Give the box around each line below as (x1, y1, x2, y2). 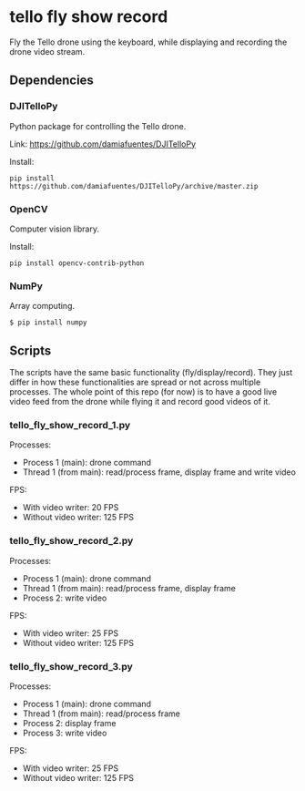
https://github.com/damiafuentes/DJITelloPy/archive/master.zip (9, 181, 259, 190)
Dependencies (9, 73, 94, 88)
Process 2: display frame (22, 717, 117, 728)
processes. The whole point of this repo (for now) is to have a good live (9, 386, 278, 397)
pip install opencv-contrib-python (9, 258, 145, 268)
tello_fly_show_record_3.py (9, 660, 134, 673)
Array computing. (9, 301, 76, 312)
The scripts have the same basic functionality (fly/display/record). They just (9, 367, 293, 378)
